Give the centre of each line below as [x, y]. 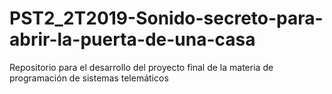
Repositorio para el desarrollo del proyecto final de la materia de [141, 67]
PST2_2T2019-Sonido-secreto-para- [166, 18]
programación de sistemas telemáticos [89, 78]
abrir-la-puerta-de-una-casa [132, 39]
